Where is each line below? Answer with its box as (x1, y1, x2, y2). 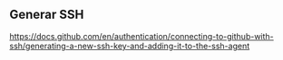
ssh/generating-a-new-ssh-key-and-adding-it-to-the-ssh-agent (9, 40, 250, 51)
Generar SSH (9, 7, 84, 22)
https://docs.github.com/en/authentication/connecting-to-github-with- (9, 30, 274, 41)
